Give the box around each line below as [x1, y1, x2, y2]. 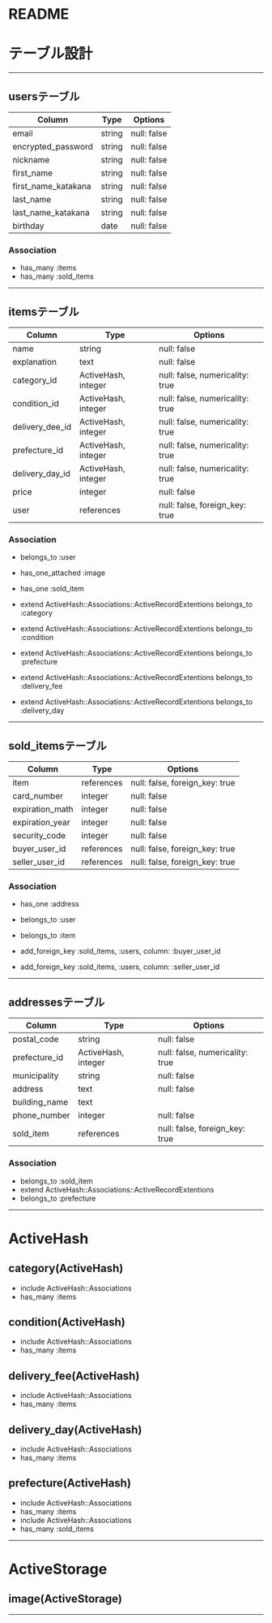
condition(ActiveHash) [8, 1315, 125, 1329]
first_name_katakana [12, 180, 91, 192]
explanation [12, 357, 57, 368]
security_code [12, 830, 66, 842]
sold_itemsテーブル [8, 738, 107, 752]
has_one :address [19, 899, 79, 909]
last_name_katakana [12, 206, 91, 218]
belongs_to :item [19, 931, 76, 941]
